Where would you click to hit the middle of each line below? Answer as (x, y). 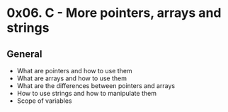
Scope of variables (44, 101)
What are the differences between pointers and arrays (96, 86)
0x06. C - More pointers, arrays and (114, 13)
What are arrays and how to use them (72, 78)
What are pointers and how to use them (74, 71)
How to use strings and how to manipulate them (87, 93)
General (25, 54)
